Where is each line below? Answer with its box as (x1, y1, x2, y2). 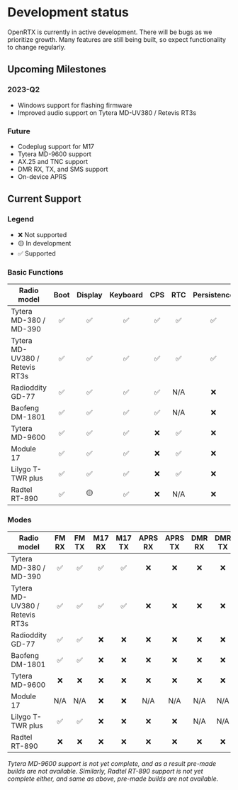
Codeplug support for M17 (17, 142, 94, 150)
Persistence (193, 290, 234, 300)
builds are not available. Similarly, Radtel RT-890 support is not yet (7, 767, 203, 776)
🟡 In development (17, 238, 72, 247)
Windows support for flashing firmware (17, 101, 132, 109)
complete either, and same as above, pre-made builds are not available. (7, 774, 219, 783)
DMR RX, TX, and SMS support (17, 165, 108, 173)
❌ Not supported (17, 230, 67, 238)
